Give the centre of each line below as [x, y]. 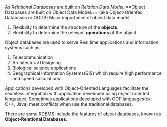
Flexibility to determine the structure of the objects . [65, 27]
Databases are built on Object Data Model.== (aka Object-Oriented [74, 12]
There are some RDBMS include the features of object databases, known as [83, 114]
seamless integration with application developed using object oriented [77, 94]
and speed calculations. [37, 79]
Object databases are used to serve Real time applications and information [82, 42]
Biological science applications [44, 68]
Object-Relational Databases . [36, 119]
